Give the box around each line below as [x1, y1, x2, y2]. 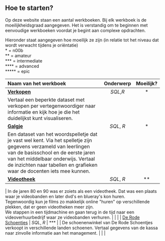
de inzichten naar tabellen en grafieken [7, 161, 98, 168]
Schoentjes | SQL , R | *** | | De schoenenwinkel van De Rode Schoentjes [5, 219, 153, 225]
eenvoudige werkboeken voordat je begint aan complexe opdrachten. [5, 27, 146, 33]
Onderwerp [104, 80, 132, 87]
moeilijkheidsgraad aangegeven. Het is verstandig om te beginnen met [5, 22, 148, 28]
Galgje [7, 122, 23, 129]
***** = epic [5, 68, 30, 74]
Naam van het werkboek [7, 80, 66, 87]
